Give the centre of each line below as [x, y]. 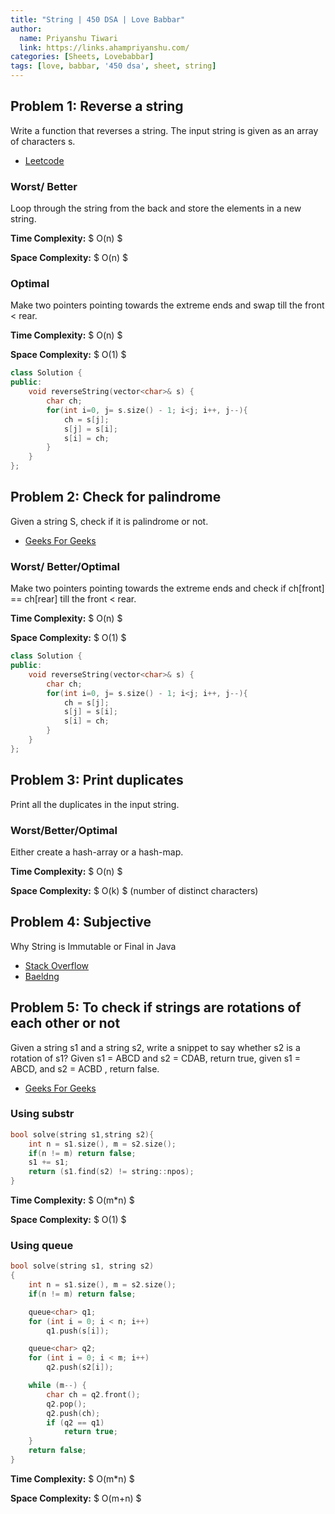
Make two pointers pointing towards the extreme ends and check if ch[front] [167, 588]
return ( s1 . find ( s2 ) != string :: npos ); [111, 1172]
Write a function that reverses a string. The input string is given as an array [164, 130]
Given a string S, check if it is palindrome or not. [109, 521]
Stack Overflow [57, 965]
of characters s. [43, 141]
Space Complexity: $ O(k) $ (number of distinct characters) [134, 890]
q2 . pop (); [66, 1404]
